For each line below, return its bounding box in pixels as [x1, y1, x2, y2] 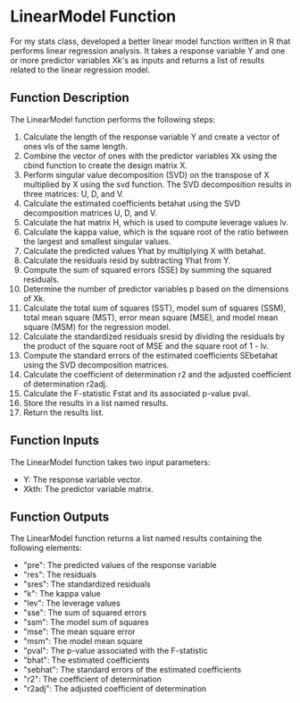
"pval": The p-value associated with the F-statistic [22, 646, 208, 656]
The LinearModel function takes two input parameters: [10, 456, 211, 467]
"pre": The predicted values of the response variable [22, 560, 217, 571]
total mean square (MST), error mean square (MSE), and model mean [22, 311, 279, 323]
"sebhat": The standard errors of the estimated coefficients [22, 665, 242, 675]
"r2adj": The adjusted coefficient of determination [22, 683, 207, 694]
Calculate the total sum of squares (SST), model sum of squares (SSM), [22, 302, 287, 313]
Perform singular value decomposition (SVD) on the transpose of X [22, 169, 271, 180]
